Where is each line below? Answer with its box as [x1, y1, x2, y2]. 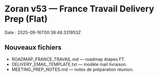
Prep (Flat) [4, 13, 48, 25]
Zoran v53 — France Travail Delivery [4, 3, 155, 14]
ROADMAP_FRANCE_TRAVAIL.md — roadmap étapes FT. [11, 56, 126, 62]
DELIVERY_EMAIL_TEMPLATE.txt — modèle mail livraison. [11, 61, 127, 67]
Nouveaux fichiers [4, 43, 62, 51]
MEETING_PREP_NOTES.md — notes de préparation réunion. [11, 66, 134, 72]
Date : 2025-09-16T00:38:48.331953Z [4, 29, 81, 35]
